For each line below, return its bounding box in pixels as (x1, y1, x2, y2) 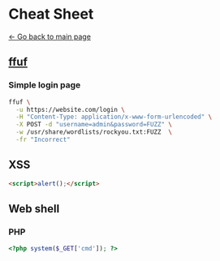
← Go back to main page (8, 32, 92, 41)
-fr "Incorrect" (15, 135, 71, 143)
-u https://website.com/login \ (15, 105, 126, 113)
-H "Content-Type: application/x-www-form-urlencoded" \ (15, 113, 213, 122)
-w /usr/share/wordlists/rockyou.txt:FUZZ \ (15, 128, 173, 136)
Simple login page (8, 79, 81, 91)
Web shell (8, 202, 60, 216)
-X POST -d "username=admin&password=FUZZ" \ (15, 121, 173, 129)
